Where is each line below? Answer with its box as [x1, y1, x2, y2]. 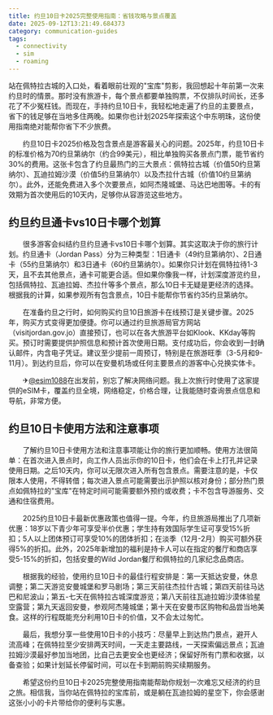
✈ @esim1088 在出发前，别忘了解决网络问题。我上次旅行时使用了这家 [22, 375, 253, 385]
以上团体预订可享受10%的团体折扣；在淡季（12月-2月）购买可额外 [33, 533, 256, 543]
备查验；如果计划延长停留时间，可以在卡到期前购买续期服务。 [8, 660, 215, 669]
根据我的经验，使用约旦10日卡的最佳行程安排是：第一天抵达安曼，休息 [22, 571, 258, 581]
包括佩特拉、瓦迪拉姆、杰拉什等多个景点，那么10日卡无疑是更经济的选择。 [8, 279, 258, 289]
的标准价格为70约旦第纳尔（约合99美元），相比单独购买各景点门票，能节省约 [8, 148, 264, 159]
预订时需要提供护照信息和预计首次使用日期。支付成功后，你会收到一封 [22, 337, 258, 347]
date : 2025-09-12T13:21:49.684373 [8, 20, 126, 28]
